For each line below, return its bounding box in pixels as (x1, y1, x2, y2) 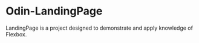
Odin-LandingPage (5, 4, 103, 18)
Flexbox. (5, 30, 27, 38)
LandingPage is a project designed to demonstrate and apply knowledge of (5, 24, 193, 31)
